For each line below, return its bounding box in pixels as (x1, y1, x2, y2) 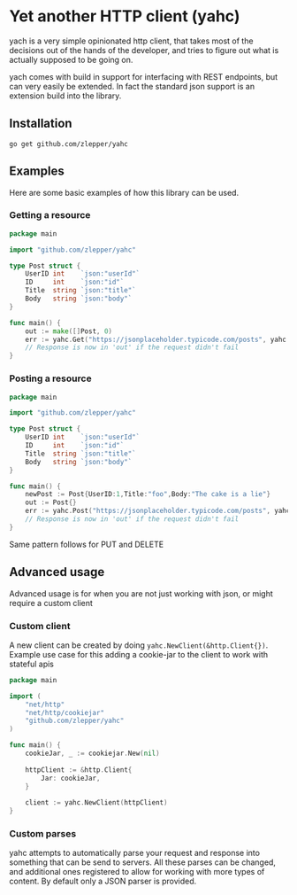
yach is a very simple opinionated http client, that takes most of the (9, 35, 254, 46)
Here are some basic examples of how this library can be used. (9, 187, 240, 198)
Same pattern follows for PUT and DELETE (9, 539, 164, 549)
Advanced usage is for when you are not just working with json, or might (9, 588, 273, 599)
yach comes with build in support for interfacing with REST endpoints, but (9, 71, 278, 82)
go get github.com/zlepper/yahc (9, 139, 128, 148)
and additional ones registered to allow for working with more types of (9, 867, 265, 877)
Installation (9, 116, 72, 131)
